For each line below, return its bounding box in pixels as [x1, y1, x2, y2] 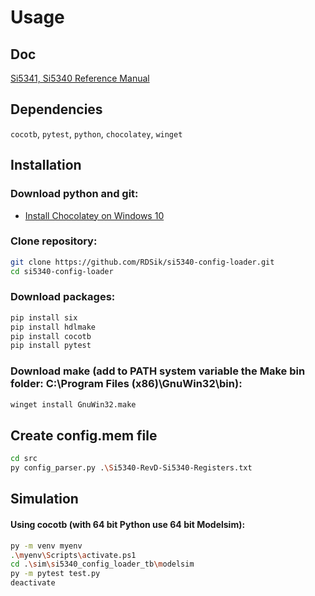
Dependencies [10, 101, 103, 118]
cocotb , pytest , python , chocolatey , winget [10, 127, 183, 140]
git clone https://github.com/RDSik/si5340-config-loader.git [10, 257, 275, 267]
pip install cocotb [10, 331, 92, 341]
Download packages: [10, 290, 116, 304]
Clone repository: [10, 234, 98, 248]
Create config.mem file [10, 427, 158, 444]
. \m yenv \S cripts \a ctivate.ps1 [10, 550, 137, 560]
